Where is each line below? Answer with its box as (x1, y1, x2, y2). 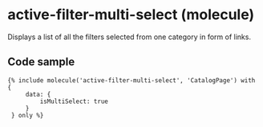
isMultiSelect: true (39, 97, 109, 105)
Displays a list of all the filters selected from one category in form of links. (7, 32, 252, 42)
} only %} (10, 111, 44, 119)
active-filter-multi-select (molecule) (7, 6, 255, 24)
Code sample (7, 55, 75, 69)
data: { (25, 90, 51, 98)
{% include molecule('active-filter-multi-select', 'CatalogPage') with (7, 76, 256, 85)
